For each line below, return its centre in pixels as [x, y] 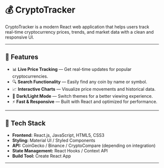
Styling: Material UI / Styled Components [54, 140]
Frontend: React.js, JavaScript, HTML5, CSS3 [58, 135]
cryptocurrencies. [30, 76]
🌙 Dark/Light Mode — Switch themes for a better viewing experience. [82, 96]
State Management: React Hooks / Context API [60, 150]
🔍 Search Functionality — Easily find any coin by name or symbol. [80, 82]
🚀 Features [22, 57]
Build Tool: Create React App [41, 156]
